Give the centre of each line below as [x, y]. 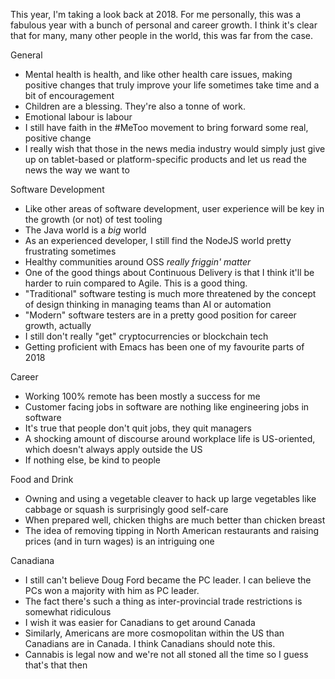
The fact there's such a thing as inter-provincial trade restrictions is [163, 601]
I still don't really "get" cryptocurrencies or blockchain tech [146, 336]
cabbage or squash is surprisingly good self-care [126, 509]
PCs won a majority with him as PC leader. [112, 590]
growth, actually [58, 325]
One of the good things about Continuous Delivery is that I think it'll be [169, 272]
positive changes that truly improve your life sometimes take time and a [172, 85]
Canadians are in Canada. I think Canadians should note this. [150, 643]
